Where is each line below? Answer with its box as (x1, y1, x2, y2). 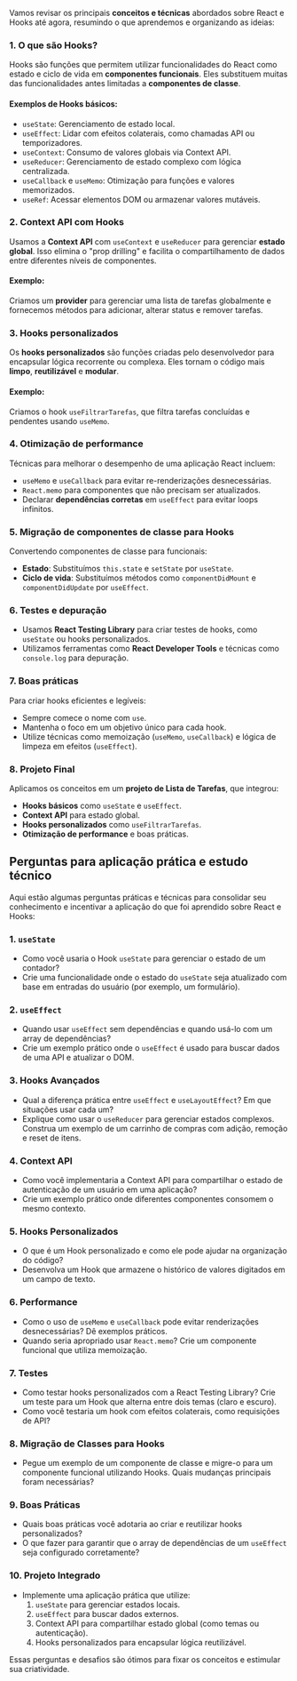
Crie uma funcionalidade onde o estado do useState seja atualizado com (21, 973, 287, 983)
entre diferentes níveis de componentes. (9, 255, 157, 266)
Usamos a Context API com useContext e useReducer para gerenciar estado (9, 236, 285, 247)
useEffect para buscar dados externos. (35, 1608, 179, 1619)
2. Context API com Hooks (9, 216, 124, 228)
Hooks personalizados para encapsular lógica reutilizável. (35, 1637, 246, 1647)
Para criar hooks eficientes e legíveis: (9, 695, 146, 706)
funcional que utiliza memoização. (21, 1344, 148, 1355)
